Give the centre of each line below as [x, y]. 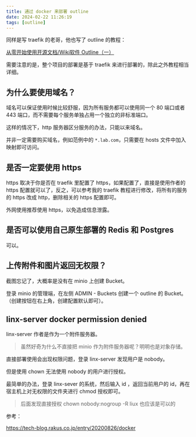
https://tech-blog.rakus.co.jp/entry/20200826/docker [71, 428]
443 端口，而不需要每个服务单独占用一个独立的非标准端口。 [79, 115]
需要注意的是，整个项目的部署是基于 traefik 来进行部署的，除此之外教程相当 [98, 65]
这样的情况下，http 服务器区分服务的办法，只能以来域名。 [76, 127]
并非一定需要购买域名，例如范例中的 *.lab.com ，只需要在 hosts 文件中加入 [96, 140]
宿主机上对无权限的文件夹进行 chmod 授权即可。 [65, 391]
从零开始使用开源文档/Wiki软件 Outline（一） [60, 52]
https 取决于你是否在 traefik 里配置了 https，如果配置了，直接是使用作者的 [96, 183]
